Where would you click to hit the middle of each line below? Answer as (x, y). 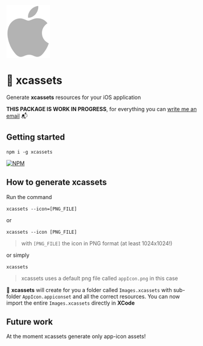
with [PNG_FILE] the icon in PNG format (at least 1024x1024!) (97, 243)
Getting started (36, 137)
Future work (30, 321)
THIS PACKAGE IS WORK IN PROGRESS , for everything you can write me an (101, 109)
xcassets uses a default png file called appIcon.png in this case (100, 278)
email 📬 (17, 116)
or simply (18, 255)
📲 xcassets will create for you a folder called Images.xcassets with (89, 290)
